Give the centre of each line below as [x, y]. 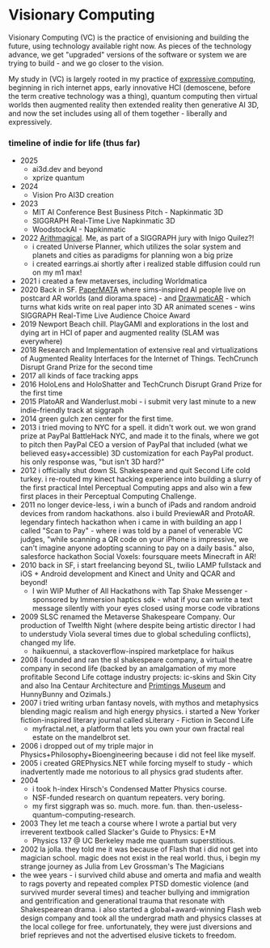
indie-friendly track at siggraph [72, 410]
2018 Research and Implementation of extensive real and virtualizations [139, 350]
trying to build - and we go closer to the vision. [86, 63]
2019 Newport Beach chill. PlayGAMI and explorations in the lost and [134, 324]
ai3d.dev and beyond [67, 169]
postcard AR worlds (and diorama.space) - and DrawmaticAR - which [135, 298]
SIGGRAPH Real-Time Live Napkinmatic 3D [103, 221]
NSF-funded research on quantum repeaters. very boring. [129, 798]
